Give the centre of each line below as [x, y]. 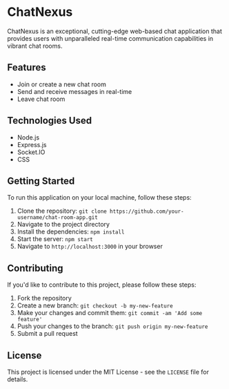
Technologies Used [49, 121]
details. [18, 379]
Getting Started [41, 181]
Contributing [35, 268]
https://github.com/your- [147, 211]
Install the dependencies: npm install [71, 231]
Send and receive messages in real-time [74, 91]
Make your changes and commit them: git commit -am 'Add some [110, 313]
